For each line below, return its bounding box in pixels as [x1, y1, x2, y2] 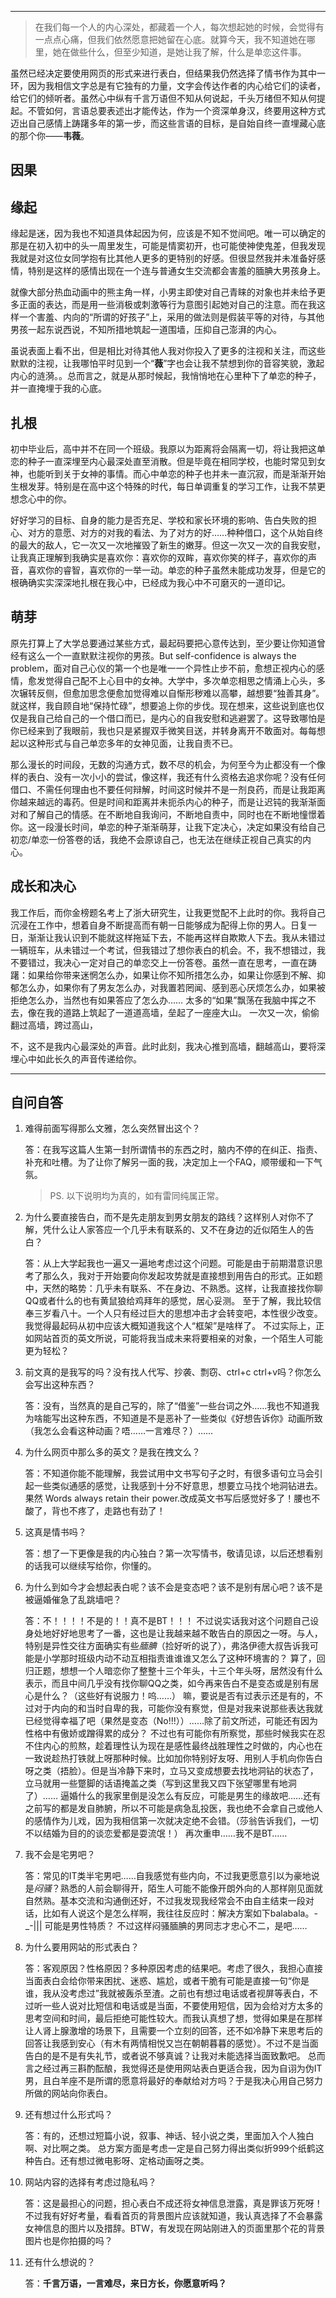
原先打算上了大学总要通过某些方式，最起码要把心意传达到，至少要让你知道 [10, 637, 317, 649]
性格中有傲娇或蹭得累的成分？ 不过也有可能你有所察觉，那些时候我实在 [24, 1727, 317, 1740]
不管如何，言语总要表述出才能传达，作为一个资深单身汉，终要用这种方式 [27, 105, 326, 116]
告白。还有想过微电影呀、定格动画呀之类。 [33, 2155, 210, 2167]
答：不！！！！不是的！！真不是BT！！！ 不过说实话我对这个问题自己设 [24, 1615, 320, 1627]
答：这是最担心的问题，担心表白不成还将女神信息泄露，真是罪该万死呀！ [24, 2197, 323, 2210]
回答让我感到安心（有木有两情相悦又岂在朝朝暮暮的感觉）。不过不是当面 [24, 2037, 319, 2050]
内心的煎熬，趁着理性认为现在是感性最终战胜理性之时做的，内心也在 [42, 1740, 323, 1752]
